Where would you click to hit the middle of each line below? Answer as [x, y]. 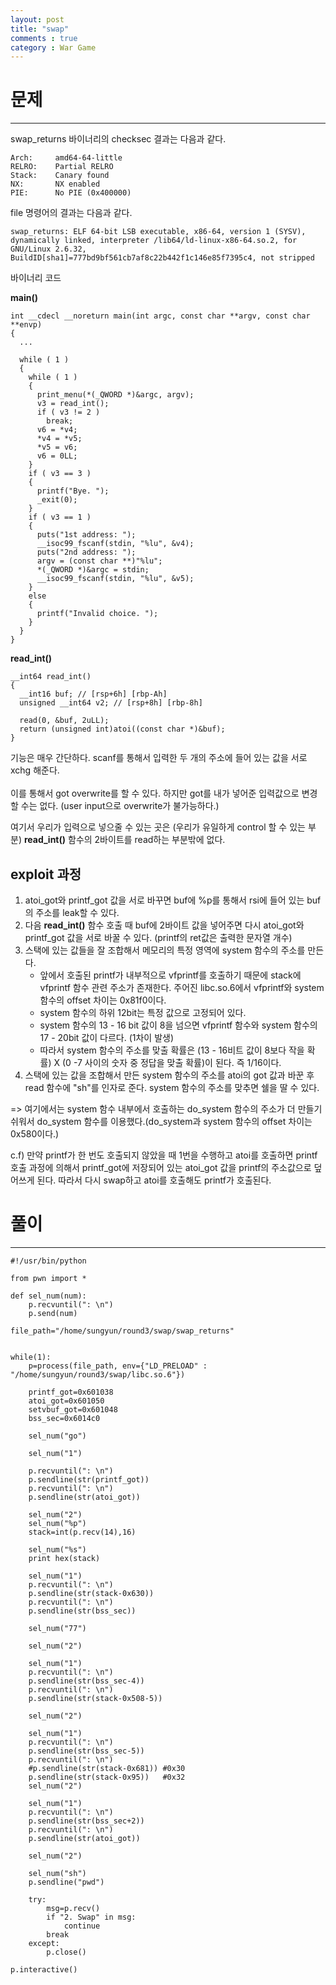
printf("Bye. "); [73, 491]
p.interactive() [44, 1969]
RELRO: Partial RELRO [62, 167]
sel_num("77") [57, 1628]
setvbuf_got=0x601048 [73, 1409]
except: [44, 1943]
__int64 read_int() [51, 677]
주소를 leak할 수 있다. [77, 912]
